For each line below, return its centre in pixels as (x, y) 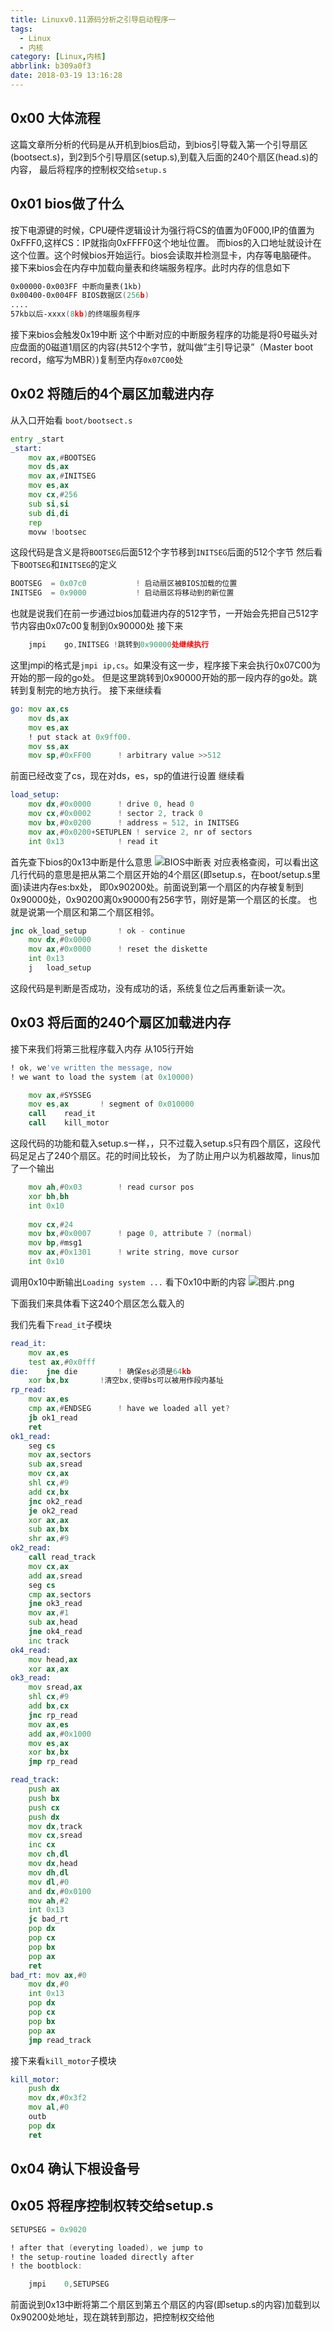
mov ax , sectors (60, 1455)
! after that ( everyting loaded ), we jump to (106, 2247)
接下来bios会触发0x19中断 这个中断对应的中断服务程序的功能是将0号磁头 (160, 334)
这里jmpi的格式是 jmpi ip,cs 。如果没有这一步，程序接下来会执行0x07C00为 (166, 665)
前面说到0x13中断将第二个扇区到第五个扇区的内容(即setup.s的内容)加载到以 (165, 2305)
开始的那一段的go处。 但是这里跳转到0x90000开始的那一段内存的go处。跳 (164, 678)
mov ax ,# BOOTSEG (62, 457)
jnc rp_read (53, 1715)
